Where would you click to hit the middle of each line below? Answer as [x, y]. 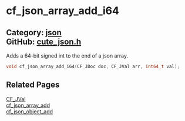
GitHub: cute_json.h [44, 41]
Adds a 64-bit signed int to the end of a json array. [67, 56]
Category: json [34, 33]
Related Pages [33, 85]
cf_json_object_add [30, 111]
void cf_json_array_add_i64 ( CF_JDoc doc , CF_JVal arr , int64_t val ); [93, 66]
